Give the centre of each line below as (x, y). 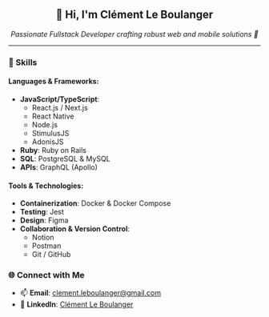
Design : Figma (44, 220)
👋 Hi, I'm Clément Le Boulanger (134, 15)
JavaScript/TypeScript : (60, 99)
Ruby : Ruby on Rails (53, 150)
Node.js (45, 124)
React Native (53, 116)
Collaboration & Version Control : (75, 229)
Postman (46, 246)
